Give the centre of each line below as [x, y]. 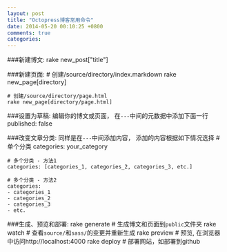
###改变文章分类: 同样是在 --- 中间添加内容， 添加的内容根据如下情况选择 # [113, 138]
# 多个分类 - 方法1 [32, 161]
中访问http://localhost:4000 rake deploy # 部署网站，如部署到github [104, 242]
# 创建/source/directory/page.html [57, 96]
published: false [30, 124]
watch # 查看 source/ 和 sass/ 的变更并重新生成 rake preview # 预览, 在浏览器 [114, 233]
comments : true [29, 33]
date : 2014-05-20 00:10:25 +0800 [55, 26]
